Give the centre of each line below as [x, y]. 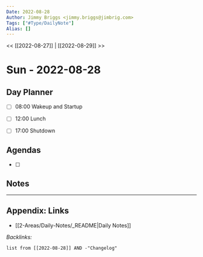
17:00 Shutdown [35, 131]
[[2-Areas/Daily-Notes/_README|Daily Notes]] [73, 225]
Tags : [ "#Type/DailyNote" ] [40, 23]
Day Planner [30, 92]
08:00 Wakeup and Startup [49, 107]
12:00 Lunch [31, 119]
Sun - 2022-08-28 [53, 70]
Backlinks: [19, 237]
